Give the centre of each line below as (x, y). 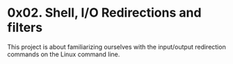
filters (25, 27)
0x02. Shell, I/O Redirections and (104, 13)
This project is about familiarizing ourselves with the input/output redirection (116, 47)
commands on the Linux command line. (64, 54)
